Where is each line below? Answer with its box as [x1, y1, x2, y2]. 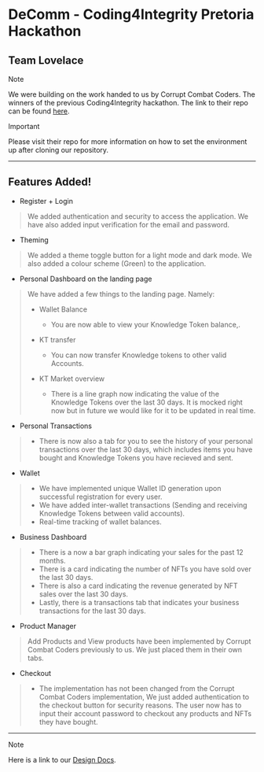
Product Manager [19, 621, 77, 630]
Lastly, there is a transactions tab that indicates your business [38, 597, 240, 607]
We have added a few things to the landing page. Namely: [27, 289, 215, 298]
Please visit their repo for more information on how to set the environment [8, 137, 247, 146]
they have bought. [38, 717, 98, 726]
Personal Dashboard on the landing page [19, 274, 152, 283]
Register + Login [19, 196, 73, 205]
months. [38, 556, 66, 565]
